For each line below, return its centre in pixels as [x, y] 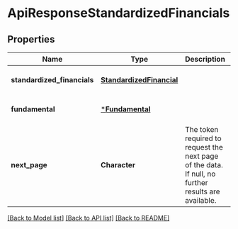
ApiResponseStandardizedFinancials [119, 13]
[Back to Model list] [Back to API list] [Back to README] [89, 218]
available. [201, 200]
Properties [31, 39]
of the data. [204, 165]
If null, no [200, 174]
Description [205, 59]
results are [203, 191]
